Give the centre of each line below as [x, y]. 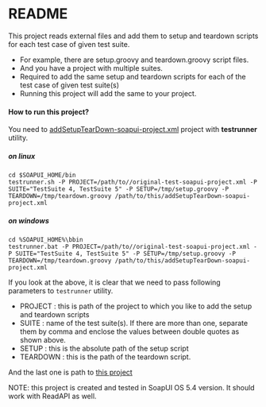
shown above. [42, 340]
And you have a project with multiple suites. [91, 68]
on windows [29, 220]
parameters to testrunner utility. [61, 291]
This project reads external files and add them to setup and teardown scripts [133, 36]
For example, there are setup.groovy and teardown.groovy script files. [134, 60]
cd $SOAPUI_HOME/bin [42, 176]
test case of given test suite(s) [69, 85]
